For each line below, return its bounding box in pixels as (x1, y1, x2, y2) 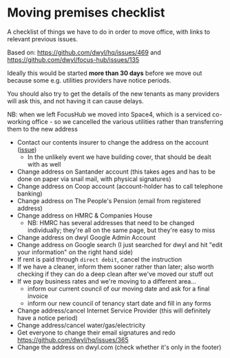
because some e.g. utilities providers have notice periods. (7, 76, 171, 84)
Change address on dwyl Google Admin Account (17, 233, 156, 242)
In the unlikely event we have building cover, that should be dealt (27, 153, 211, 161)
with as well (27, 160, 61, 168)
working (7, 117, 31, 125)
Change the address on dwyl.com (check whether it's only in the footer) (17, 343, 222, 351)
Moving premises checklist (7, 5, 165, 21)
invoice (27, 291, 48, 300)
